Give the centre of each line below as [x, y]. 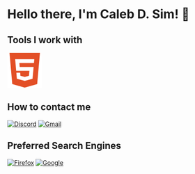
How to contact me [49, 107]
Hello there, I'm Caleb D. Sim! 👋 [99, 14]
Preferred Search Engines [64, 146]
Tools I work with [45, 40]
